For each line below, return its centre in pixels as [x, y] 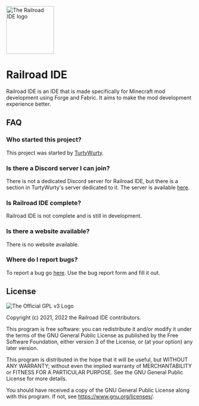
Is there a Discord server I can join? [58, 168]
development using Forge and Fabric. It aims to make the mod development [99, 97]
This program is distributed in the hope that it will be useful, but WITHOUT [97, 359]
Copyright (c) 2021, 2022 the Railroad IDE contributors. [74, 317]
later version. [22, 348]
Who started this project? [44, 140]
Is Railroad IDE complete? [44, 203]
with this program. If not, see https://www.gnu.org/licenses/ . [80, 396]
